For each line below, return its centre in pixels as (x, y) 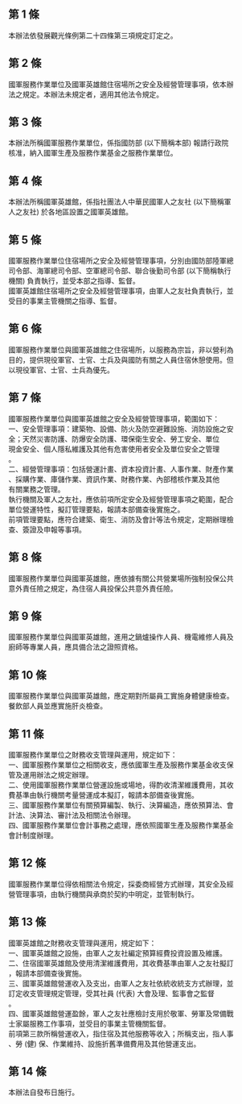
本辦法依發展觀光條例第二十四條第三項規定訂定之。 (93, 35)
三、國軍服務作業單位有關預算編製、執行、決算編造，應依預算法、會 (121, 805)
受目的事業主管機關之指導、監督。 (65, 301)
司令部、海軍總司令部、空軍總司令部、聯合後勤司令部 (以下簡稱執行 (120, 271)
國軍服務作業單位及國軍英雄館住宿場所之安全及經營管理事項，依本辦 (121, 84)
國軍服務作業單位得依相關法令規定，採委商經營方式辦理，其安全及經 (121, 884)
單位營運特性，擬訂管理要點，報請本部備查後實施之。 (96, 509)
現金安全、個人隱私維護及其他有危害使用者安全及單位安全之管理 (114, 449)
